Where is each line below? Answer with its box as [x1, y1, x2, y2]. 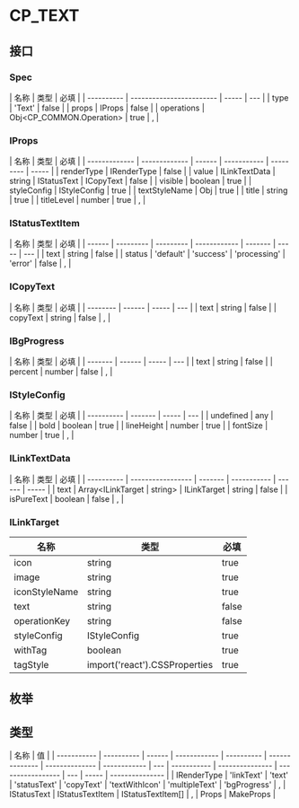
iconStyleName [13, 585, 79, 598]
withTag [13, 644, 48, 656]
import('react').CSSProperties [86, 658, 214, 671]
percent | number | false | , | [9, 366, 113, 377]
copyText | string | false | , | [9, 312, 110, 323]
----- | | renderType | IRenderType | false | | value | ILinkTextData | [31, 166, 276, 177]
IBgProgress [9, 334, 65, 347]
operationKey [13, 614, 71, 627]
